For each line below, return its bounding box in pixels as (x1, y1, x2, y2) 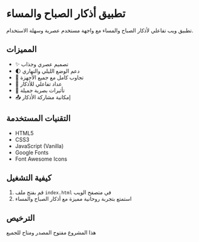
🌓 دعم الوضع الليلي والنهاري (15, 67, 80, 75)
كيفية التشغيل (6, 172, 52, 183)
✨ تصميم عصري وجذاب (15, 60, 68, 67)
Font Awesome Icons (15, 155, 68, 163)
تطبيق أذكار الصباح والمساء (6, 7, 126, 21)
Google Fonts (15, 149, 49, 156)
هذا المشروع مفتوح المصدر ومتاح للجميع (6, 229, 96, 237)
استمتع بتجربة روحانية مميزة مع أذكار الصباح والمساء (15, 195, 132, 203)
